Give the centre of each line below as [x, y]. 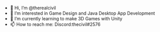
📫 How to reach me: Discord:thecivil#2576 [55, 24]
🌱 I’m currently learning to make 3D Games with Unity [66, 19]
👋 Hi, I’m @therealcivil [33, 8]
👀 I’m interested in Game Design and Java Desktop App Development [83, 13]
